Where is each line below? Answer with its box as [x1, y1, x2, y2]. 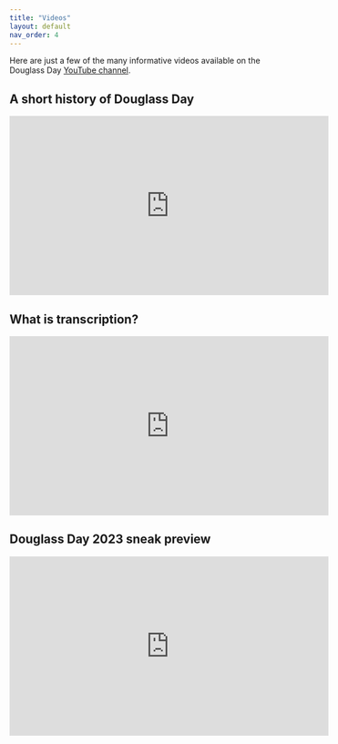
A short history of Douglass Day [9, 91, 194, 107]
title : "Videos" [9, 13, 71, 23]
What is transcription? [9, 311, 139, 327]
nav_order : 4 [9, 30, 59, 39]
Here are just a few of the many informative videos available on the [9, 56, 261, 66]
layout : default [9, 22, 71, 31]
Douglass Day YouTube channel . [9, 65, 131, 76]
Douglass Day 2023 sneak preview [9, 532, 211, 547]
